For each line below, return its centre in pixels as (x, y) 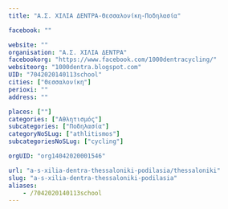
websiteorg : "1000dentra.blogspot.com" (75, 68)
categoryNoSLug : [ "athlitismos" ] (64, 134)
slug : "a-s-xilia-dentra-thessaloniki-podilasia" (93, 178)
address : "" (28, 97)
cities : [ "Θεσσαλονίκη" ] (50, 82)
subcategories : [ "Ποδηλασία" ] (59, 127)
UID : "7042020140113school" (55, 75)
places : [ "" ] (30, 112)
